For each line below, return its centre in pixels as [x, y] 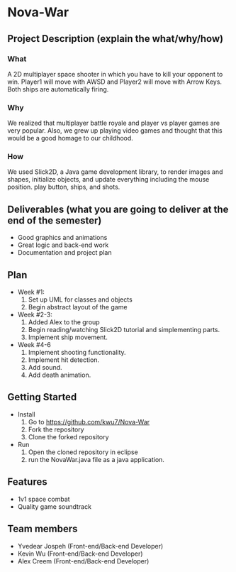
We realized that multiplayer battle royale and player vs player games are [114, 123]
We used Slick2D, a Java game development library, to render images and [115, 172]
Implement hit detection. [64, 360]
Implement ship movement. [68, 337]
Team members [43, 529]
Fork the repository [56, 429]
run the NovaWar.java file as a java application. [96, 459]
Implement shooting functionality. [77, 353]
